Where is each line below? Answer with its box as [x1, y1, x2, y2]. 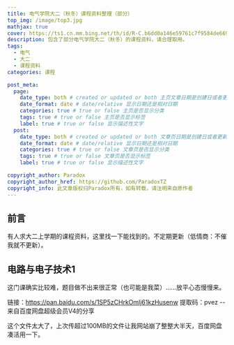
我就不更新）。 [7, 241, 47, 249]
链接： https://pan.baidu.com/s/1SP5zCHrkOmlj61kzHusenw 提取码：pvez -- [7, 298, 226, 307]
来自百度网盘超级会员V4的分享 [7, 307, 95, 315]
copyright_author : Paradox [7, 172, 86, 179]
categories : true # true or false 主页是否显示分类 [19, 108, 165, 115]
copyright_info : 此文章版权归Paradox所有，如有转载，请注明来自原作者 [7, 184, 194, 192]
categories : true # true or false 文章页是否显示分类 [19, 146, 169, 154]
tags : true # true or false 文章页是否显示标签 [19, 153, 151, 160]
